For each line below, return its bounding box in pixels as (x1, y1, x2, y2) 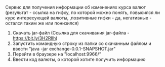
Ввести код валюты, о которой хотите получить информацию (12, 56, 146, 62)
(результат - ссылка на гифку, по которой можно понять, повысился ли (5, 9, 160, 15)
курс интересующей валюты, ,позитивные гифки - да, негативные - (5, 15, 152, 20)
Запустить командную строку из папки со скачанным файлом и (12, 40, 152, 46)
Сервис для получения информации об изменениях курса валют (5, 4, 146, 10)
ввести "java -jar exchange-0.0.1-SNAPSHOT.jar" (12, 46, 116, 51)
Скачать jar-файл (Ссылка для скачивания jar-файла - (12, 30, 130, 35)
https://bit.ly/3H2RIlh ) (12, 35, 58, 41)
